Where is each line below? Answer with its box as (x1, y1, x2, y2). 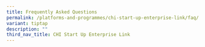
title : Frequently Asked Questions (6, 9, 98, 15)
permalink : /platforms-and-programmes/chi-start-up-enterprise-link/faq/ (6, 15, 199, 21)
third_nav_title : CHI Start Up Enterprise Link (6, 32, 131, 38)
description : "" (6, 26, 48, 32)
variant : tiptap (6, 20, 48, 26)
